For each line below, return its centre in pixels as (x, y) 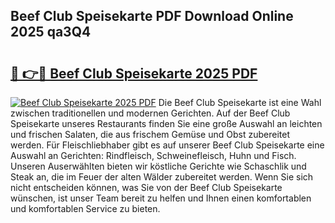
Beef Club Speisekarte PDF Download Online (152, 16)
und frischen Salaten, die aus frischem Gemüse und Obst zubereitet (150, 134)
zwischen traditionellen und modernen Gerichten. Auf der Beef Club (150, 113)
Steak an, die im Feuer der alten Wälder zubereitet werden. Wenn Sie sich (162, 177)
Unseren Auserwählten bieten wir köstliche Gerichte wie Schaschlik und (158, 166)
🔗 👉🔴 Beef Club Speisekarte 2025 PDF (134, 73)
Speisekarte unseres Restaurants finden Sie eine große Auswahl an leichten (166, 123)
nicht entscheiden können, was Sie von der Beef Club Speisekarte (146, 187)
